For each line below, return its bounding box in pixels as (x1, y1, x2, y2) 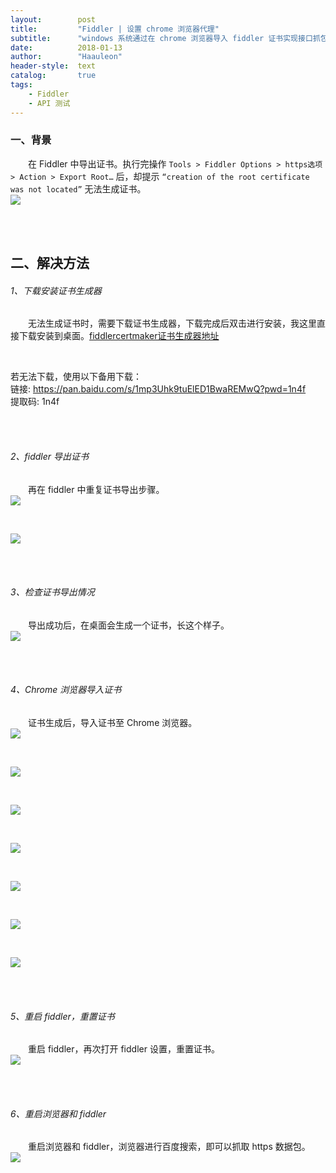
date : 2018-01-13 (10, 42, 123, 53)
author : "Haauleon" (10, 52, 123, 62)
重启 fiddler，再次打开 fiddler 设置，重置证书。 (28, 1043, 220, 1055)
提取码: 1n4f (10, 396, 60, 408)
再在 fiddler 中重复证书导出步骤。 (28, 483, 165, 495)
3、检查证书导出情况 (10, 586, 95, 598)
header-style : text (10, 61, 97, 71)
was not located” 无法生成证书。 (10, 182, 147, 195)
